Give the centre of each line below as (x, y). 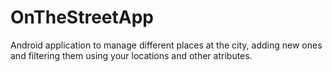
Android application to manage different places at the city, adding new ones (166, 45)
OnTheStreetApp (82, 17)
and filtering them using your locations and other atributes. (131, 55)
